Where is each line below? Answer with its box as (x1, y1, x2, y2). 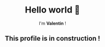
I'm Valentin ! (38, 20, 67, 26)
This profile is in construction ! (4, 34, 101, 43)
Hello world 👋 (25, 4, 80, 16)
